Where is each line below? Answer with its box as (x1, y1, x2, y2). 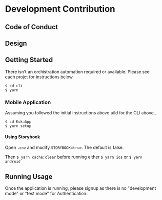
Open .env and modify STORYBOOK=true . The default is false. (5, 145, 124, 150)
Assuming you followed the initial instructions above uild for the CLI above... (5, 110, 158, 116)
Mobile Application (5, 99, 51, 106)
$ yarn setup (5, 124, 32, 128)
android (5, 159, 21, 164)
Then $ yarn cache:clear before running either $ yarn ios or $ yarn (5, 154, 142, 160)
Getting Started (5, 56, 53, 64)
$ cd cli (5, 83, 23, 88)
